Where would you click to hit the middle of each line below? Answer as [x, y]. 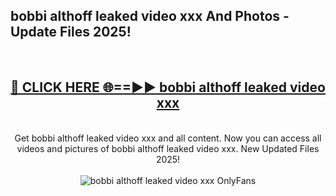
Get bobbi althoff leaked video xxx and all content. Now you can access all [168, 138]
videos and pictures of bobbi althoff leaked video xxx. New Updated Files [168, 148]
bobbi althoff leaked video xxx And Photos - [150, 16]
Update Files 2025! [71, 32]
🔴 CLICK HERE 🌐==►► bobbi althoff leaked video [168, 87]
